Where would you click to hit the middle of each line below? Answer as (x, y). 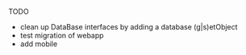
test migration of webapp (62, 35)
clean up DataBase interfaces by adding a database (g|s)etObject (129, 27)
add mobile (39, 44)
